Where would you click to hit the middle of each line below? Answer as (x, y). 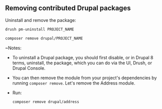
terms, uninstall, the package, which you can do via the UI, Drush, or (82, 63)
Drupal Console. (29, 68)
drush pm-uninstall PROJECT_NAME (40, 29)
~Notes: (13, 48)
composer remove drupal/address (46, 102)
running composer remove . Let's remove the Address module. (74, 83)
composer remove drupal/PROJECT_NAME (44, 38)
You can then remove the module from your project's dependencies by (84, 78)
